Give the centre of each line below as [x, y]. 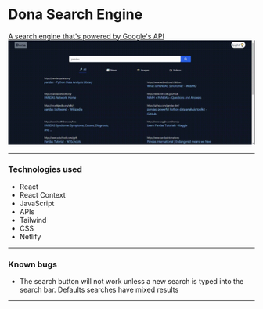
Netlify [30, 236]
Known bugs [32, 264]
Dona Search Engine [76, 15]
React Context [42, 194]
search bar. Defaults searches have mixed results [99, 290]
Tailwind [33, 220]
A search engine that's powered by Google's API [86, 36]
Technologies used [45, 169]
